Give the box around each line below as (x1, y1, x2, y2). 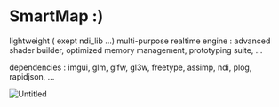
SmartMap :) (9, 6, 104, 27)
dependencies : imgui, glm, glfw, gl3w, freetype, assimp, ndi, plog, (9, 62, 252, 73)
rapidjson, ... (9, 71, 55, 81)
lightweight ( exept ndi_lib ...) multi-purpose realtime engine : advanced (9, 35, 271, 46)
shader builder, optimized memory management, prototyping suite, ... (9, 44, 263, 55)
